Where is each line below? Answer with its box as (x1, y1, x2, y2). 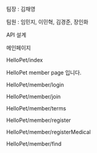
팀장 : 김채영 (6, 5, 36, 12)
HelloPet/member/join (6, 93, 61, 100)
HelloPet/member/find (6, 140, 62, 148)
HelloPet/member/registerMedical (6, 129, 91, 135)
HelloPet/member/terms (6, 105, 67, 112)
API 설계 (6, 31, 27, 38)
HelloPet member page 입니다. (6, 69, 82, 76)
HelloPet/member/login (6, 81, 64, 88)
